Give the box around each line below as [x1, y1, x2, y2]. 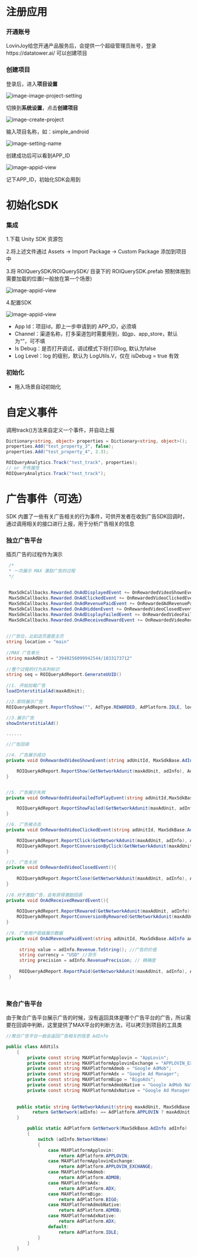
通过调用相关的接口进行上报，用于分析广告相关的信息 [6, 520, 135, 527]
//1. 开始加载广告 [6, 683, 46, 688]
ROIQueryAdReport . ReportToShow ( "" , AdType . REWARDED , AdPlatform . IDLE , [6, 704, 182, 710]
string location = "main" [6, 639, 69, 645]
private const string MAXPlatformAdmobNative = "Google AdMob [27, 1082, 182, 1088]
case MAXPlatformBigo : [47, 1191, 104, 1197]
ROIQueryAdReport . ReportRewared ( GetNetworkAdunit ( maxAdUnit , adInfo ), [16, 908, 193, 914]
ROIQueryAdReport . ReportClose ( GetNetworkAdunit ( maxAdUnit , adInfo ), [16, 875, 188, 882]
